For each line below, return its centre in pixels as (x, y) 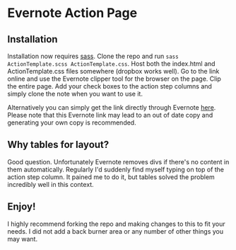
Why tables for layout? (58, 145)
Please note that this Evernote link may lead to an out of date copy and (110, 115)
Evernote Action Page (72, 13)
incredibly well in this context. (51, 184)
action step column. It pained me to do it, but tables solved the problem (111, 177)
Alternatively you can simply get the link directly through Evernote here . (112, 107)
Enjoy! (22, 207)
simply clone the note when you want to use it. (75, 94)
